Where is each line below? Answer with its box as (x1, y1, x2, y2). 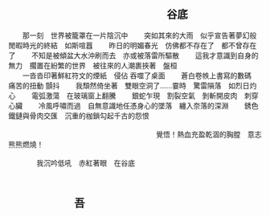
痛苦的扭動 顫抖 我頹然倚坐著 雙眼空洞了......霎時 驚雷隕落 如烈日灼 (8, 80, 257, 90)
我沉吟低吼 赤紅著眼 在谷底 (36, 158, 135, 167)
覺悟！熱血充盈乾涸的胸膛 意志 (156, 129, 262, 139)
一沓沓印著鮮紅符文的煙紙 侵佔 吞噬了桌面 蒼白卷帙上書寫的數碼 (22, 71, 252, 80)
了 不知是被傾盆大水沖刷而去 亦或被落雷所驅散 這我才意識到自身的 (8, 51, 259, 60)
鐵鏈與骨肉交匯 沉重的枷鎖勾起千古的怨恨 (8, 111, 149, 121)
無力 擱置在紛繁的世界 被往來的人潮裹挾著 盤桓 (8, 60, 178, 70)
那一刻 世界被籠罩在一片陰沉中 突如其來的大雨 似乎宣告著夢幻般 (22, 31, 257, 40)
